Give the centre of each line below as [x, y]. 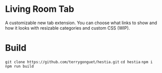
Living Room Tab [40, 9]
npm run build [20, 66]
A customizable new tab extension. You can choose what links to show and [81, 23]
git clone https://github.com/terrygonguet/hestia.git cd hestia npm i [79, 62]
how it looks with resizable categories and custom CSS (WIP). [67, 28]
